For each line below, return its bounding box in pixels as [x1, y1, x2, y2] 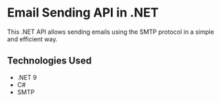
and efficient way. [7, 34, 58, 43]
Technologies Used [7, 55, 92, 67]
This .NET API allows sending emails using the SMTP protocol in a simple [7, 28, 215, 36]
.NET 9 [17, 73, 37, 81]
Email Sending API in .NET [7, 5, 159, 21]
